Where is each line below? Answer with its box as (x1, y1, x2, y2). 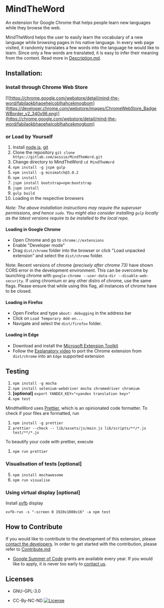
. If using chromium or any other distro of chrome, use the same (23, 278, 152, 284)
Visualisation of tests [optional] (5, 460, 82, 467)
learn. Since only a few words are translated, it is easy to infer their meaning (5, 50, 159, 56)
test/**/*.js (12, 430, 40, 435)
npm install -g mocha (12, 381, 57, 386)
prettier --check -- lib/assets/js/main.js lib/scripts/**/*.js (12, 426, 146, 431)
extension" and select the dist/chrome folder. (12, 253, 103, 259)
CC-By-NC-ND (12, 597, 43, 603)
